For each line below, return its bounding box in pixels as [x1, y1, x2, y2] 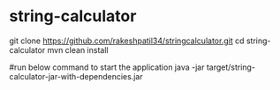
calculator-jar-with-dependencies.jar [9, 71, 143, 81]
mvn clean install [47, 44, 109, 55]
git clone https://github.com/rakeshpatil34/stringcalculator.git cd [9, 35, 245, 46]
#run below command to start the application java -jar [9, 62, 205, 72]
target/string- [206, 62, 256, 72]
